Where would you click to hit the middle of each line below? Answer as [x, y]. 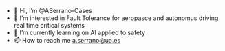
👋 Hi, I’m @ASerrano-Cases [53, 11]
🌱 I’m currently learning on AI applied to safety [79, 32]
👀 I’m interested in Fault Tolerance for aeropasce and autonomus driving [116, 18]
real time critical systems [49, 25]
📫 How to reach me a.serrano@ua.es [67, 40]
